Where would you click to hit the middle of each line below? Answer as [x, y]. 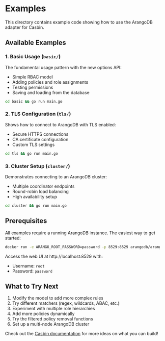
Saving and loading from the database [51, 92]
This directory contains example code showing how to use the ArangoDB [79, 22]
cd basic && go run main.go [34, 101]
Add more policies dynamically [43, 314]
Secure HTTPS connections [40, 134]
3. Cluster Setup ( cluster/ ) [38, 166]
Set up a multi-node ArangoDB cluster [51, 324]
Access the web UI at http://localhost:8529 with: [54, 256]
